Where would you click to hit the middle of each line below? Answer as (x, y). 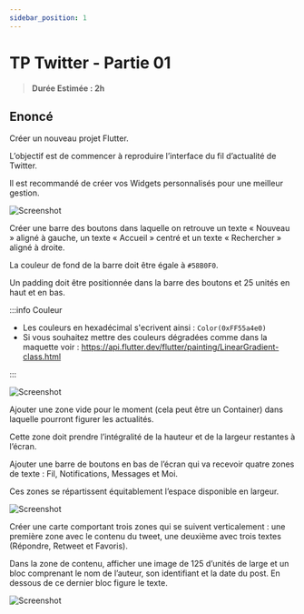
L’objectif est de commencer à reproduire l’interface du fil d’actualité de (143, 156)
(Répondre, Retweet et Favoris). (69, 546)
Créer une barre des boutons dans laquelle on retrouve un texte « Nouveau (150, 228)
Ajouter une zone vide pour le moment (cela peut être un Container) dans (147, 409)
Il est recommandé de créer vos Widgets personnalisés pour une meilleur (147, 184)
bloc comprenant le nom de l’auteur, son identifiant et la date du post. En (145, 573)
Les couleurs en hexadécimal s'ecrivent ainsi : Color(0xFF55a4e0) (144, 327)
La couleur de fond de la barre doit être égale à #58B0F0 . (114, 266)
